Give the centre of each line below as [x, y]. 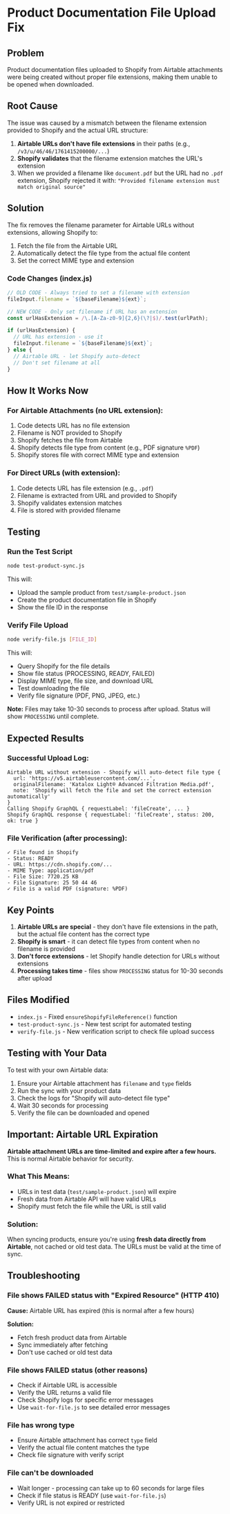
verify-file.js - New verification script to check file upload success [116, 1031]
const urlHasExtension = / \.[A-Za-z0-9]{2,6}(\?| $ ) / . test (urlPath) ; [108, 318]
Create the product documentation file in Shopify [87, 600]
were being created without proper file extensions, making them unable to [112, 77]
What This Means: [39, 1177]
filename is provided [46, 949]
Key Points [31, 910]
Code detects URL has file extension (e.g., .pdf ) [85, 488]
